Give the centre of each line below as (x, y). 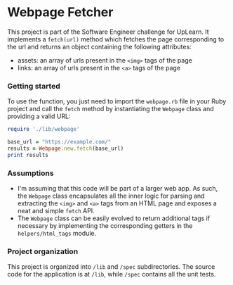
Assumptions (31, 173)
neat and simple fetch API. (56, 211)
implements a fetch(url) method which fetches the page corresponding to (116, 39)
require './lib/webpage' (44, 129)
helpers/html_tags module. (57, 234)
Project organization (43, 251)
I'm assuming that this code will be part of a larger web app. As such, (118, 189)
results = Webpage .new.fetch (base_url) (66, 148)
